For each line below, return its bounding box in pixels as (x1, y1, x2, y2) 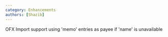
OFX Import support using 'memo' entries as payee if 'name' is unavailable (5, 26, 163, 32)
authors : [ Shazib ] (5, 12, 45, 17)
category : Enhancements (5, 7, 56, 13)
